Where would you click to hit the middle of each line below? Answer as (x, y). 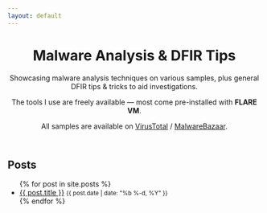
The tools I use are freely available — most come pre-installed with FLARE (134, 102)
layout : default (35, 16)
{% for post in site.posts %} (65, 184)
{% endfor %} (42, 201)
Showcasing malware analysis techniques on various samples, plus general (134, 78)
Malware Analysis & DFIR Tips (134, 55)
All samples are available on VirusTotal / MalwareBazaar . (134, 126)
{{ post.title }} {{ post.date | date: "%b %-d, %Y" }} (93, 192)
